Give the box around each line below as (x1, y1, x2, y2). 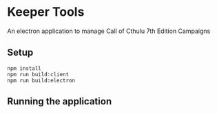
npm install (7, 65, 41, 72)
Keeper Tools (7, 4, 85, 20)
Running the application (7, 95, 112, 107)
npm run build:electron (7, 77, 76, 84)
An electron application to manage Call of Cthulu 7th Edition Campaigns (7, 27, 211, 35)
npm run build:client (7, 71, 70, 78)
